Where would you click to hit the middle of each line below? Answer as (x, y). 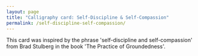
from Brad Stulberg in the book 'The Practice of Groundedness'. (86, 46)
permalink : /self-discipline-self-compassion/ (66, 23)
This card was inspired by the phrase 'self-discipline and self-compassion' (99, 40)
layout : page (23, 12)
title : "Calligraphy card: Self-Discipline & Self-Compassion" (88, 17)
